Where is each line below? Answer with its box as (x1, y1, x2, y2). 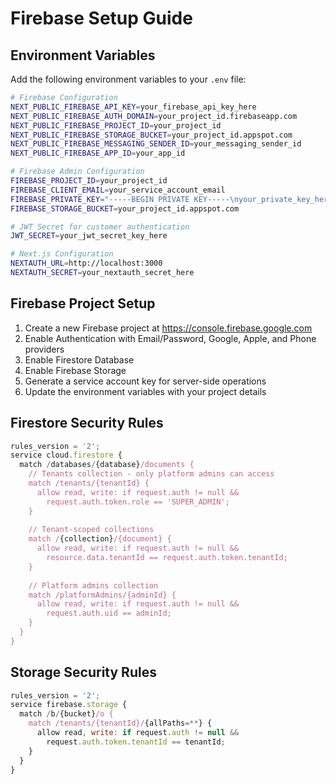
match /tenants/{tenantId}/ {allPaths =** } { (28, 718, 213, 729)
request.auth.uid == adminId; (46, 608, 172, 619)
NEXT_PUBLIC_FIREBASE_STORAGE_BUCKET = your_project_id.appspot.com (10, 130, 293, 140)
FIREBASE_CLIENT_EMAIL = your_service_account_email (10, 185, 226, 195)
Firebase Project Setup (10, 295, 156, 312)
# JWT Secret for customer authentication (10, 222, 190, 232)
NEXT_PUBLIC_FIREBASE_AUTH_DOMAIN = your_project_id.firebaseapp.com (10, 111, 298, 121)
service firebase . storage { (10, 700, 128, 710)
